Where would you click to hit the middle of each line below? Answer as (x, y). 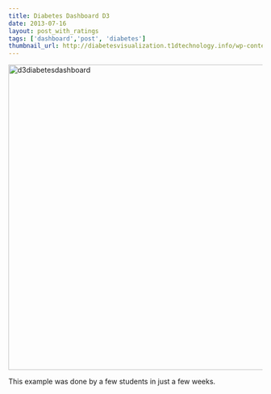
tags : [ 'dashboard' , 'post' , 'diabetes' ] (77, 38)
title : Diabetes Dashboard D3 (59, 16)
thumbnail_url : (34, 46)
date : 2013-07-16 (38, 23)
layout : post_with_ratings (54, 31)
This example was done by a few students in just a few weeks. (112, 382)
